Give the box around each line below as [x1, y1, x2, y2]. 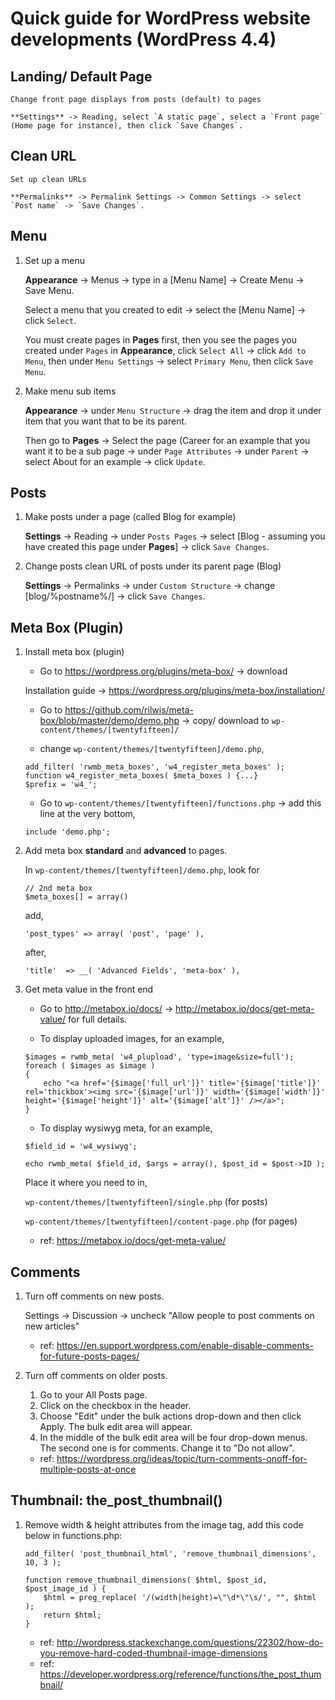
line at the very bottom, [39, 808, 136, 820]
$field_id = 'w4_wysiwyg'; [24, 1142, 138, 1152]
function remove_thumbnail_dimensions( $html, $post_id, [24, 1575, 268, 1585]
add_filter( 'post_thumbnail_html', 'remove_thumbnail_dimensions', [24, 1548, 317, 1559]
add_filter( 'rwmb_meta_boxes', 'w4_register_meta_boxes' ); [24, 762, 286, 772]
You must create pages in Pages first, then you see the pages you [24, 333, 298, 346]
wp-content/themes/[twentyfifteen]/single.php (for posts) [24, 1196, 268, 1208]
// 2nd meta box [24, 883, 93, 894]
